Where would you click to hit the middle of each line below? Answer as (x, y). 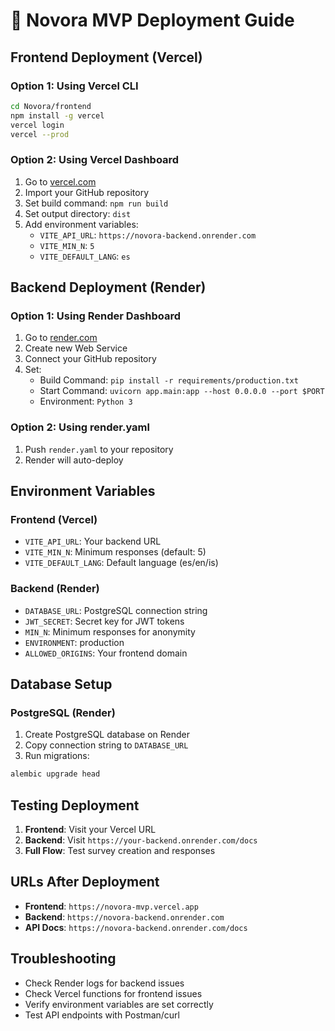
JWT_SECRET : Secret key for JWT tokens (104, 621)
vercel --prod (40, 134)
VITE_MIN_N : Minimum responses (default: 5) (115, 552)
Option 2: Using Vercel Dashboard (95, 160)
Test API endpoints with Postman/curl (102, 1015)
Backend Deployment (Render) (108, 287)
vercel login (37, 125)
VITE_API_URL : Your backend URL (93, 541)
